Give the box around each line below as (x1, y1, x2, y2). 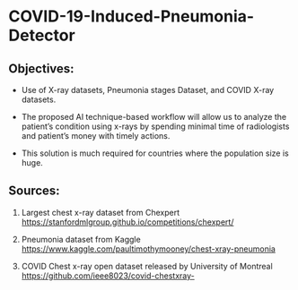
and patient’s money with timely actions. (21, 131, 171, 141)
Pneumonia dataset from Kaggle (21, 234, 141, 244)
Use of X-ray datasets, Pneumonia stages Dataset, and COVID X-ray (21, 85, 275, 95)
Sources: (8, 183, 60, 199)
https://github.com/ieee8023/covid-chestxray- (21, 270, 195, 281)
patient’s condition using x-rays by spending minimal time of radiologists (21, 121, 290, 132)
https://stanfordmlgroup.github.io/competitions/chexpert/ (21, 217, 234, 227)
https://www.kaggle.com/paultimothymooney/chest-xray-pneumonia (21, 243, 276, 254)
